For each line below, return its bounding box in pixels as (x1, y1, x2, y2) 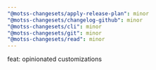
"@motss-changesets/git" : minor (7, 29, 102, 37)
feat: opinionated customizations (7, 55, 102, 63)
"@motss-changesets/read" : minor (7, 36, 105, 43)
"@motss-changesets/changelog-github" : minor (7, 17, 143, 24)
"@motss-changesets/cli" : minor (7, 23, 102, 30)
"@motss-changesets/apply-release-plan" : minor (7, 10, 150, 17)
